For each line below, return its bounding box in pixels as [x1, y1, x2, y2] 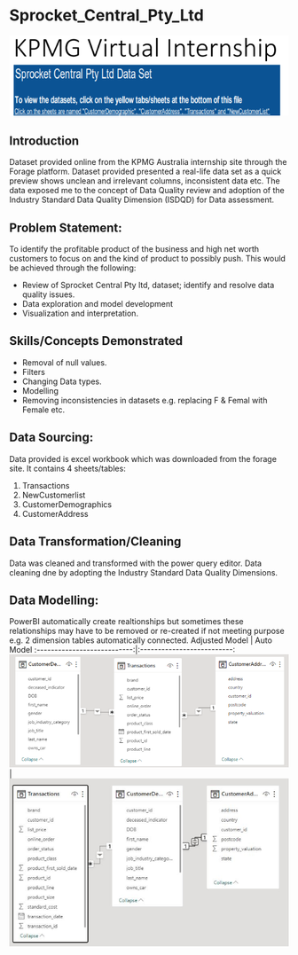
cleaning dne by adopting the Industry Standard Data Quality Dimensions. [9, 567, 278, 577]
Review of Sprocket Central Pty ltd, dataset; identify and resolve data [21, 280, 275, 291]
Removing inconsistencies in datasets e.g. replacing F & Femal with [21, 395, 268, 405]
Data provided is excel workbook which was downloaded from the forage [9, 453, 278, 464]
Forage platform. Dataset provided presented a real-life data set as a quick [9, 166, 282, 177]
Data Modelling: [9, 592, 99, 607]
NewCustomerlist [21, 489, 86, 500]
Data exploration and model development [21, 299, 173, 309]
